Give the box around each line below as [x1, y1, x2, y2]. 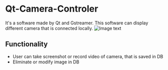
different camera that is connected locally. [5, 25, 94, 31]
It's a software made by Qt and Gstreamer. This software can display [5, 20, 148, 26]
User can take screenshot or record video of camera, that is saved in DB [12, 53, 163, 59]
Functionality [5, 40, 48, 49]
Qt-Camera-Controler [5, 3, 99, 15]
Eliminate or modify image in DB [12, 59, 79, 65]
